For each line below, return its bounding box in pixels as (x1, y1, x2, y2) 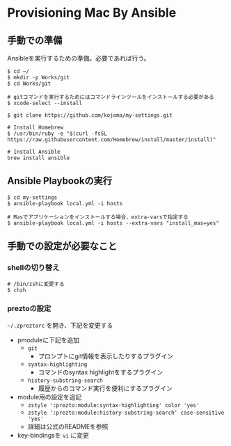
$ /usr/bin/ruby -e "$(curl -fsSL (7, 130, 108, 137)
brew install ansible (7, 154, 70, 161)
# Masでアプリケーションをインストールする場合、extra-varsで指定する (7, 214, 189, 221)
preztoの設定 (7, 304, 51, 314)
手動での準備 (7, 34, 63, 46)
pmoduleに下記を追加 (17, 335, 80, 344)
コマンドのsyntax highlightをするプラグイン (38, 367, 164, 376)
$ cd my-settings (7, 193, 58, 201)
